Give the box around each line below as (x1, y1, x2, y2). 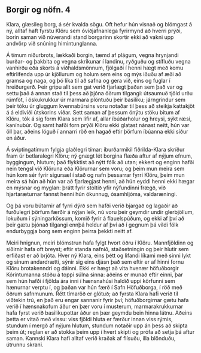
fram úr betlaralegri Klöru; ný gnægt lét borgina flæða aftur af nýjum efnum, (6, 152, 193, 159)
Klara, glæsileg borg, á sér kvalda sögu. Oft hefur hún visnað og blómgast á (6, 20, 193, 28)
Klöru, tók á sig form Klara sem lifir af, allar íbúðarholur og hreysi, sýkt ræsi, (6, 115, 192, 122)
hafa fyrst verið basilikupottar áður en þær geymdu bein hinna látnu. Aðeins (6, 309, 193, 316)
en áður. (6, 134, 27, 141)
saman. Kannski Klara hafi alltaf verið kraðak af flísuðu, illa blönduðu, (6, 334, 176, 342)
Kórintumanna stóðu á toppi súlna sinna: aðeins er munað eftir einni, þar (6, 271, 184, 278)
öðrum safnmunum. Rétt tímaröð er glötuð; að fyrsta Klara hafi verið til (6, 290, 178, 297)
